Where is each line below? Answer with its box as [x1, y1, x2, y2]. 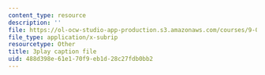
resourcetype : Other [8, 41, 77, 48]
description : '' [8, 19, 62, 27]
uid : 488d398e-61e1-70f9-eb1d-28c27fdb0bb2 [8, 55, 154, 63]
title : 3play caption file [8, 48, 97, 55]
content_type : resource [8, 11, 87, 20]
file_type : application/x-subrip [8, 33, 118, 41]
